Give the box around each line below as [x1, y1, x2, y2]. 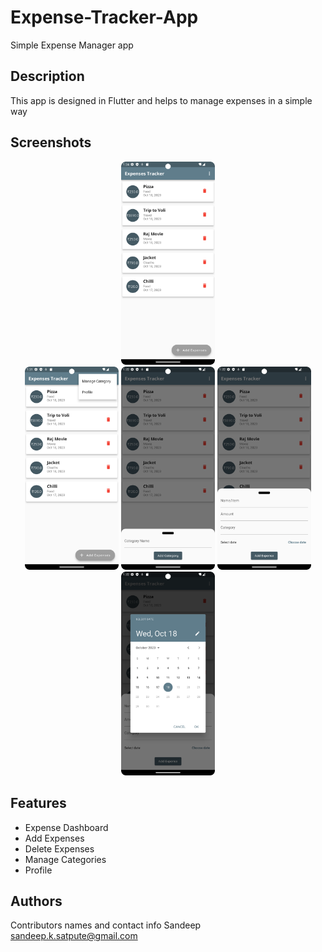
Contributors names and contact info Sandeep [10, 919, 202, 931]
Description [10, 68, 85, 85]
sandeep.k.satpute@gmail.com [10, 930, 138, 942]
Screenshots [10, 134, 92, 151]
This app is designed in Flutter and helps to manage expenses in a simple [10, 94, 313, 106]
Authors [10, 893, 63, 910]
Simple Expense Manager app [10, 39, 134, 51]
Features [10, 795, 67, 812]
